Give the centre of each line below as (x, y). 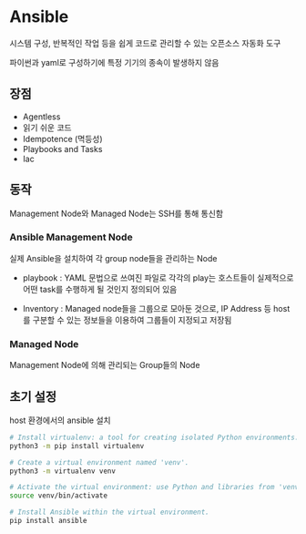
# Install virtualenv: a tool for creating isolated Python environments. (154, 437)
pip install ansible (49, 521)
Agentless (41, 117)
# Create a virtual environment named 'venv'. (99, 462)
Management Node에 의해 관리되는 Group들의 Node (105, 365)
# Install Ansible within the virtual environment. (109, 512)
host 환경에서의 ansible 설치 (60, 420)
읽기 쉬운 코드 (47, 127)
